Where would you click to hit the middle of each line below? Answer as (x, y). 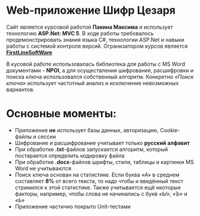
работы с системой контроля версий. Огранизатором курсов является (97, 46)
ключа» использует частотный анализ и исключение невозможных (93, 83)
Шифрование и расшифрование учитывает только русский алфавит (102, 143)
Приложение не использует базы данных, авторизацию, (87, 130)
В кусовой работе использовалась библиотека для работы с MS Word (96, 64)
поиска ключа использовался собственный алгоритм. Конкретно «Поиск (100, 77)
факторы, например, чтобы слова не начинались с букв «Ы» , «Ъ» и (101, 194)
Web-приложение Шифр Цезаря (91, 10)
